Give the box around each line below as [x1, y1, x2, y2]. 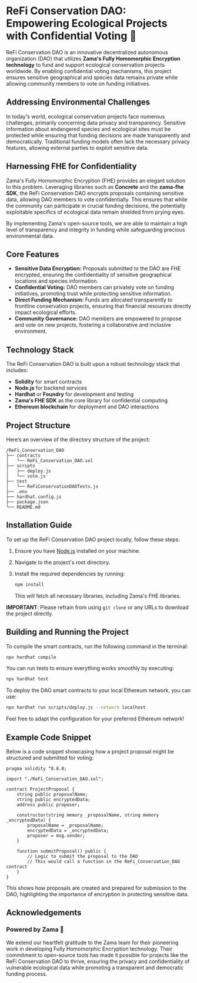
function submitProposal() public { [16, 848, 107, 854]
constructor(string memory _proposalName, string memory [16, 812, 159, 818]
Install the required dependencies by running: [14, 570, 125, 577]
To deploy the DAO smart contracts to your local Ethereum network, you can [6, 687, 191, 694]
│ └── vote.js [6, 473, 46, 479]
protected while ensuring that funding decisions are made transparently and [6, 132, 191, 139]
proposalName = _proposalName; [27, 822, 104, 828]
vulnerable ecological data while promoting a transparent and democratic [6, 964, 184, 971]
